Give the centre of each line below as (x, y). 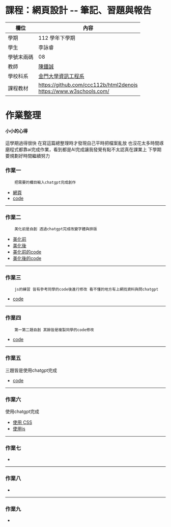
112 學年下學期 (57, 38)
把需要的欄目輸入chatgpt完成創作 (45, 182)
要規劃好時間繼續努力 (27, 156)
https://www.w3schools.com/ (74, 91)
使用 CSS (22, 422)
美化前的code (27, 252)
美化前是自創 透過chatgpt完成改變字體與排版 (56, 229)
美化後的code (27, 258)
